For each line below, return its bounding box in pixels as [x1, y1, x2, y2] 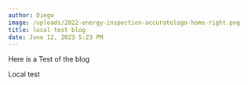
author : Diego [8, 11, 55, 19]
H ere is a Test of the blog [8, 55, 90, 64]
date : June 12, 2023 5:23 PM [8, 33, 104, 41]
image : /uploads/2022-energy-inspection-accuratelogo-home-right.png [8, 19, 241, 27]
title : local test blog [8, 26, 86, 34]
